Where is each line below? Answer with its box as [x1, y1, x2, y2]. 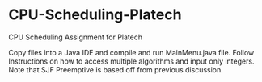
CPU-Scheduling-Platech [8, 6, 182, 24]
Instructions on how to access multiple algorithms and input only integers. [8, 56, 255, 66]
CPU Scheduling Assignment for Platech [8, 32, 143, 42]
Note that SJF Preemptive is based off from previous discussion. [8, 64, 224, 74]
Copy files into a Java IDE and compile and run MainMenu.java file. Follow [8, 47, 255, 57]
